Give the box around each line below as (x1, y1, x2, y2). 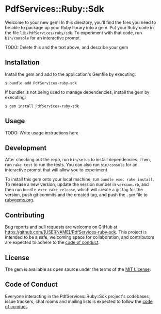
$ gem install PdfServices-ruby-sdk (5, 103, 79, 109)
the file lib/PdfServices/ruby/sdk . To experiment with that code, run (5, 30, 142, 35)
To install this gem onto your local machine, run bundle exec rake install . (5, 176, 154, 182)
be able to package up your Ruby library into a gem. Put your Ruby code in (5, 24, 154, 30)
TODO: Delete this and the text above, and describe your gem (5, 44, 129, 50)
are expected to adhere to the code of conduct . (5, 239, 100, 246)
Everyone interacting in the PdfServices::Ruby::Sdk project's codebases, (5, 293, 150, 299)
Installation (5, 58, 40, 66)
